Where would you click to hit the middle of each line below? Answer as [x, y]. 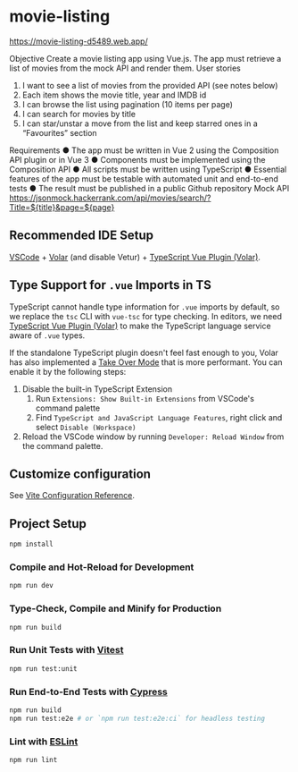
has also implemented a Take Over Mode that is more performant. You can [146, 362]
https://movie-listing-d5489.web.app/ [79, 41]
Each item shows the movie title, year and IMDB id [114, 95]
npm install [31, 544]
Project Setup [48, 524]
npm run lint [33, 759]
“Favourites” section [59, 132]
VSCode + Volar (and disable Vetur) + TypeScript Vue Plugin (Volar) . [135, 257]
